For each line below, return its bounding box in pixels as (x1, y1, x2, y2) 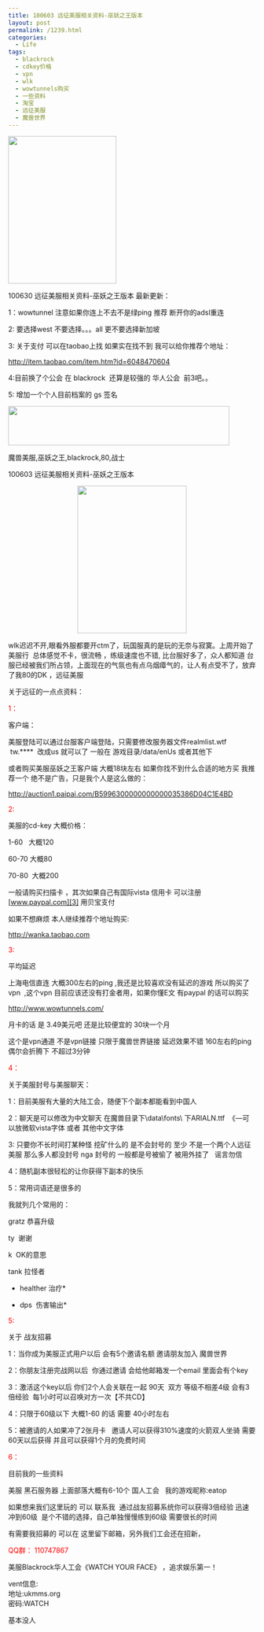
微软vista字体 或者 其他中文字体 (21, 1123, 124, 1132)
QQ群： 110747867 (8, 1545, 69, 1555)
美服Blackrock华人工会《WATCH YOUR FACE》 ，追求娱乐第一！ (8, 1562, 218, 1571)
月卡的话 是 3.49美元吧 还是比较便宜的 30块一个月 (8, 1020, 170, 1029)
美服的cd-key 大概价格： (8, 820, 89, 830)
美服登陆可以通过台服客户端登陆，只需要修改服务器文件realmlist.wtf (8, 737, 227, 746)
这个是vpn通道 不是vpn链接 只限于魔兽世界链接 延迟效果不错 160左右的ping (8, 1036, 252, 1046)
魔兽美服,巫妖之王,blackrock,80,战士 (8, 452, 126, 462)
